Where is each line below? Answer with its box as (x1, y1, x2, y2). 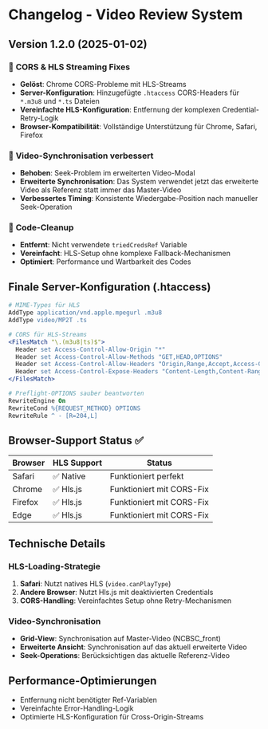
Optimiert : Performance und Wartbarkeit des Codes (19, 257, 191, 266)
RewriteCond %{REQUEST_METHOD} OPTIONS (8, 404, 141, 412)
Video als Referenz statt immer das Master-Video (19, 185, 182, 195)
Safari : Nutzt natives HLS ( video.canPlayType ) (19, 579, 171, 589)
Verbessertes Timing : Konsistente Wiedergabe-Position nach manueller (19, 194, 258, 203)
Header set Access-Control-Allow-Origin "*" (15, 345, 166, 353)
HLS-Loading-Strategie (8, 561, 101, 572)
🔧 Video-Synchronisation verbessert (8, 150, 154, 161)
